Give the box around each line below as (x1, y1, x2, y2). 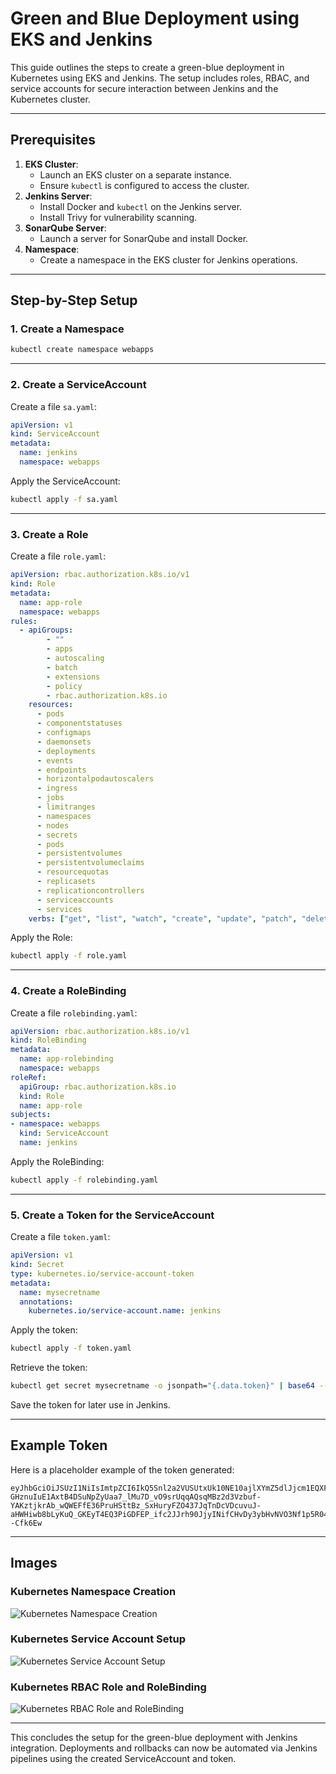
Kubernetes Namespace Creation (10, 1585, 177, 1599)
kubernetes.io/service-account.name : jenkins (28, 1306, 222, 1316)
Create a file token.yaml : (10, 1231, 111, 1243)
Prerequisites (10, 132, 96, 149)
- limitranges (36, 802, 97, 812)
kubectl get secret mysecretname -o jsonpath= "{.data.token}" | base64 (10, 1381, 315, 1391)
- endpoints (36, 765, 87, 775)
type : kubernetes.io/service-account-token (10, 1268, 195, 1279)
